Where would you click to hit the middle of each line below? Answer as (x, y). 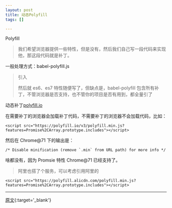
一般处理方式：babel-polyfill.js (37, 66)
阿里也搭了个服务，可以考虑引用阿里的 (58, 171)
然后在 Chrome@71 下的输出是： (40, 141)
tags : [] (15, 19)
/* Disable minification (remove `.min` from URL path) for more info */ (86, 150)
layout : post (19, 10)
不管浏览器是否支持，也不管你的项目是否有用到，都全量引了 (90, 95)
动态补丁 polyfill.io (24, 105)
